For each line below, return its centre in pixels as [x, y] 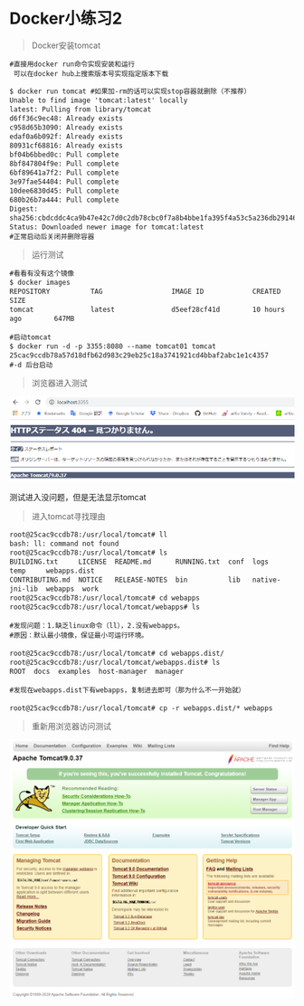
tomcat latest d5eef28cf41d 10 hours [147, 309]
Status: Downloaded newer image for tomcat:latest [107, 227]
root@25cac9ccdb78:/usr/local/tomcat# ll [89, 535]
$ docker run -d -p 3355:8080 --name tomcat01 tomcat [113, 346]
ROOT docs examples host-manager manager [96, 672]
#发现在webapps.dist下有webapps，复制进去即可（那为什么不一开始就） [128, 690]
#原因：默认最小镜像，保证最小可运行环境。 [79, 636]
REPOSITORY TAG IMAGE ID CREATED [145, 291]
